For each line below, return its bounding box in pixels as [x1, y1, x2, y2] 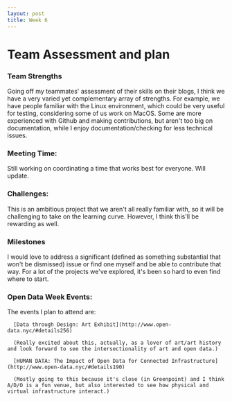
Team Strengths [7, 71, 62, 80]
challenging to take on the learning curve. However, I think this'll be [7, 212, 199, 221]
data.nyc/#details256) [7, 327, 73, 334]
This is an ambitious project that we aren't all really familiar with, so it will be [7, 205, 224, 213]
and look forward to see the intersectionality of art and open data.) [7, 345, 218, 352]
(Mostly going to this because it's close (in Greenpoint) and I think [13, 376, 225, 383]
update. [7, 171, 29, 180]
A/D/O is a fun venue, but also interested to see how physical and [7, 382, 209, 389]
